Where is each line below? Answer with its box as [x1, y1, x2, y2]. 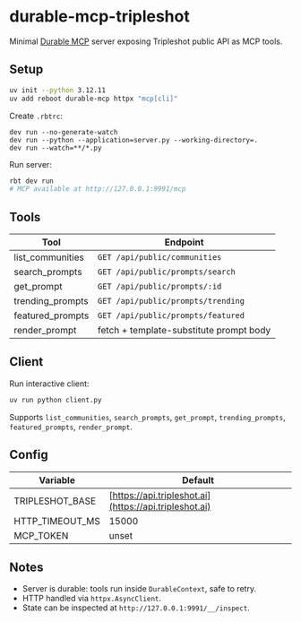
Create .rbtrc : [9, 110, 63, 121]
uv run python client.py [9, 395, 102, 404]
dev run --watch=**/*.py [9, 143, 102, 152]
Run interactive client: [9, 378, 90, 389]
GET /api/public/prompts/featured [97, 311, 245, 321]
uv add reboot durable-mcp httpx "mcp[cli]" [9, 94, 178, 103]
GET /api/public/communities [97, 253, 222, 263]
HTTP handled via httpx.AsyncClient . [21, 593, 162, 604]
